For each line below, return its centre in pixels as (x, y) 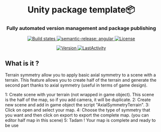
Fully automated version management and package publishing (81, 29)
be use (12, 125)
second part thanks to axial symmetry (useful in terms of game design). (76, 85)
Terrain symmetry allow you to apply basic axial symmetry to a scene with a (80, 75)
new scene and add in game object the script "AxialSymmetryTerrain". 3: (77, 105)
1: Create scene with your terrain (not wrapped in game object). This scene (80, 95)
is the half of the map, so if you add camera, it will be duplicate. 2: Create (78, 100)
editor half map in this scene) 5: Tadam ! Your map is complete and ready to (80, 120)
